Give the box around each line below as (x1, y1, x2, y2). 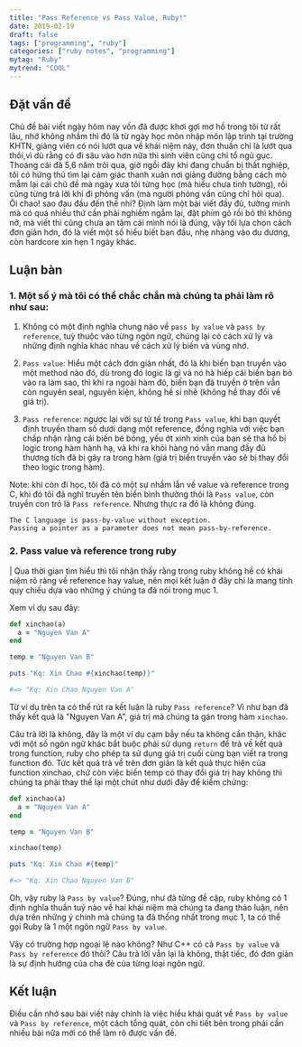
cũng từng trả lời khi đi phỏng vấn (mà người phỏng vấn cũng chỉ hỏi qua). (9, 188, 285, 199)
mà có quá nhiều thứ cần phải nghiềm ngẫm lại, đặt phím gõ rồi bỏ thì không (9, 207, 292, 218)
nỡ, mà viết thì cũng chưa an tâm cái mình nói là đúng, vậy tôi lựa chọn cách (9, 217, 292, 228)
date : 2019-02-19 (9, 22, 75, 31)
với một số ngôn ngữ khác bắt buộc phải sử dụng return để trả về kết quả (9, 738, 283, 749)
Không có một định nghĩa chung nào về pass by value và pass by (22, 322, 266, 332)
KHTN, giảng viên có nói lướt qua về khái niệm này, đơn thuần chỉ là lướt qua (9, 140, 293, 151)
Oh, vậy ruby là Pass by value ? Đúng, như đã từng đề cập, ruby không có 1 (9, 893, 288, 903)
